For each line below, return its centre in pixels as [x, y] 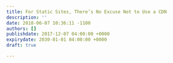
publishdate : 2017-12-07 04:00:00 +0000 [58, 34]
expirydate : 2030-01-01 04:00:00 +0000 [57, 40]
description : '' [27, 17]
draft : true [21, 46]
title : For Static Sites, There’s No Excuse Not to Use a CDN [86, 12]
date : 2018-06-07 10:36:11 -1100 [49, 23]
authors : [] [21, 28]
